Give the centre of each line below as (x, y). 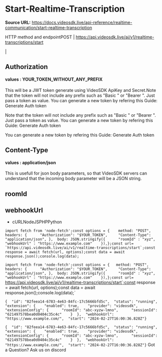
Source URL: (18, 22)
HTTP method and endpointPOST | (40, 37)
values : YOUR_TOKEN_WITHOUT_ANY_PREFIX (54, 79)
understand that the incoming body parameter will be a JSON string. (73, 178)
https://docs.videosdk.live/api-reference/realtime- (82, 22)
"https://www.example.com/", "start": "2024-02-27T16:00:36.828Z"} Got (80, 345)
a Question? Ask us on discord (36, 350)
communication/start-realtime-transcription (49, 27)
